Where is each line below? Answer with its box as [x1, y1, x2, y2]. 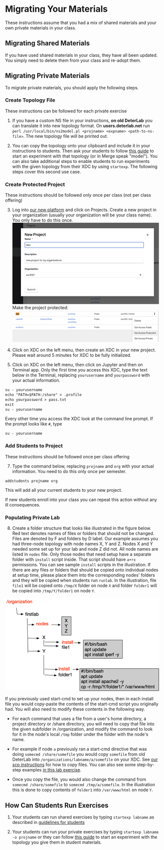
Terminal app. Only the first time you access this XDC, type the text [12, 367, 148, 373]
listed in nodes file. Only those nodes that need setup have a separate [12, 551, 151, 557]
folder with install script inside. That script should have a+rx [12, 556, 136, 562]
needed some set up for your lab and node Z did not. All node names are [12, 546, 159, 552]
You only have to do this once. [12, 217, 73, 223]
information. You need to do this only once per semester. [12, 468, 127, 474]
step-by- [136, 762, 155, 768]
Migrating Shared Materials [5, 39, 90, 48]
